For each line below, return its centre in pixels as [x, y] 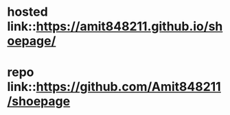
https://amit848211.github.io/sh [129, 26]
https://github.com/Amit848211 [128, 87]
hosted [27, 12]
